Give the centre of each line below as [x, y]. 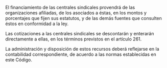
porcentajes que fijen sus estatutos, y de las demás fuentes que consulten [84, 18]
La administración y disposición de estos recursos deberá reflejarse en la [82, 49]
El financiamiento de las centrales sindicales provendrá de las [70, 7]
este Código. [19, 60]
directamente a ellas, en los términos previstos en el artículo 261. [74, 39]
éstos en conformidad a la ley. [37, 24]
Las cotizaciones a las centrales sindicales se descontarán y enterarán [80, 33]
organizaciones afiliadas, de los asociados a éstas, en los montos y [76, 13]
